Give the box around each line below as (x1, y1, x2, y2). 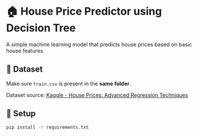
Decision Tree (6, 21, 76, 35)
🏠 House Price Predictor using (6, 5, 162, 18)
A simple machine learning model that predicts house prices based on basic (6, 41, 192, 48)
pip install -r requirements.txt (6, 124, 89, 130)
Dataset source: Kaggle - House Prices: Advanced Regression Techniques (6, 91, 188, 98)
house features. (6, 47, 45, 54)
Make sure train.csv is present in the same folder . (6, 80, 131, 87)
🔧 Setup (6, 109, 36, 119)
